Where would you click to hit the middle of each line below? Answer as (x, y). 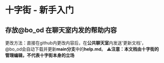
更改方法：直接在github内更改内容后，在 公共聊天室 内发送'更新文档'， (76, 43)
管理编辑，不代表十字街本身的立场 (40, 55)
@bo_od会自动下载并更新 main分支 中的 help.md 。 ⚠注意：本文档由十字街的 (82, 49)
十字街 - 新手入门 (40, 10)
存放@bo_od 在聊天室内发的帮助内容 (61, 30)
